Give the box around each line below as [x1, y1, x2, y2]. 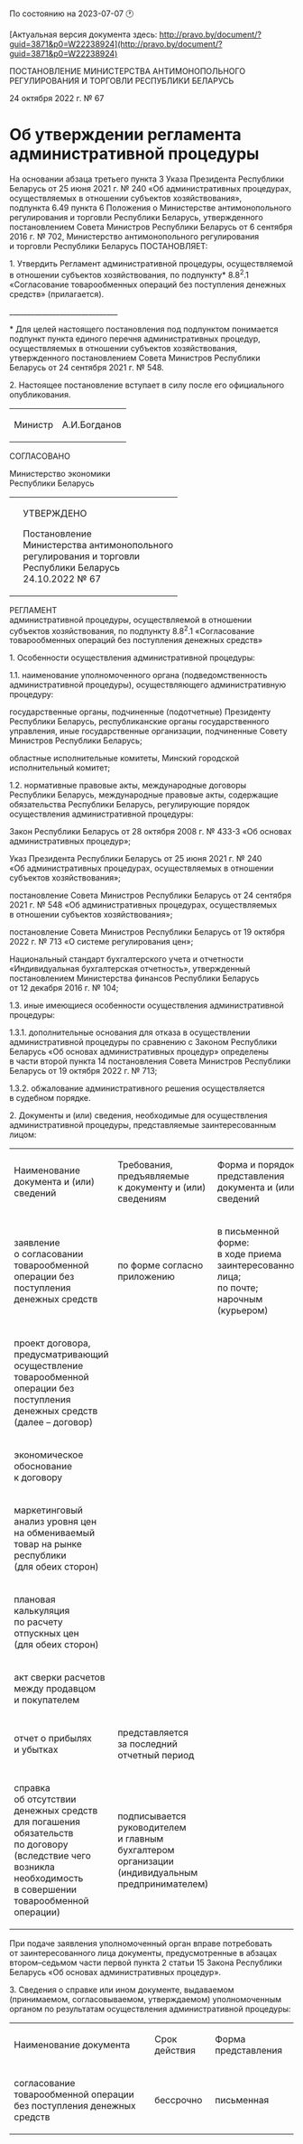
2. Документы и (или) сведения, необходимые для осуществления [9, 1110, 268, 1121]
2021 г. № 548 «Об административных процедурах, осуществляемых [9, 900, 278, 910]
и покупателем [14, 1693, 80, 1706]
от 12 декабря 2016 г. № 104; [9, 983, 119, 993]
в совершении [14, 1883, 78, 1896]
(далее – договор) [14, 1416, 93, 1429]
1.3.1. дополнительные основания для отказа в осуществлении [9, 1027, 251, 1038]
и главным [116, 1832, 164, 1845]
